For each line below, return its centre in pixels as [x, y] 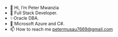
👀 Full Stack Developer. [34, 13]
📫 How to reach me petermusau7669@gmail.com [61, 29]
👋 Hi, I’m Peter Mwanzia [34, 8]
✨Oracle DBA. [24, 18]
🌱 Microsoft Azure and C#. [37, 24]
